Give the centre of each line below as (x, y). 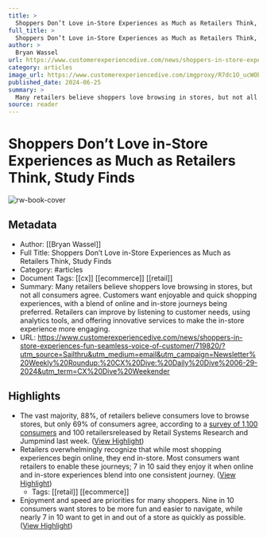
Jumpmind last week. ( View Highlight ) (82, 441)
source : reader (33, 104)
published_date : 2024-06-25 (55, 82)
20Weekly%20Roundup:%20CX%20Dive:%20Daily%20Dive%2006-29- (139, 363)
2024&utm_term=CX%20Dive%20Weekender (95, 371)
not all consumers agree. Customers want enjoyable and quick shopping (138, 295)
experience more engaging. (65, 328)
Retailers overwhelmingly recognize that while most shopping (120, 449)
